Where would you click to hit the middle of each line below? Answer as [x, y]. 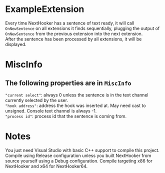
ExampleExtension [45, 9]
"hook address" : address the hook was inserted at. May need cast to [75, 105]
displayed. [16, 44]
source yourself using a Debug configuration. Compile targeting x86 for [79, 160]
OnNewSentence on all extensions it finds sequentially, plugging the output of [82, 28]
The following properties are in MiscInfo [68, 83]
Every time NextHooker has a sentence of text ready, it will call [70, 23]
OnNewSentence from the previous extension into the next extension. [74, 33]
